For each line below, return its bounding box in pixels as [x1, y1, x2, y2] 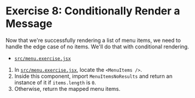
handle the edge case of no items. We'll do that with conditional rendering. [5, 43, 190, 50]
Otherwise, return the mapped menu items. [14, 85, 121, 92]
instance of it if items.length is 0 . [14, 79, 96, 86]
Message [5, 17, 53, 30]
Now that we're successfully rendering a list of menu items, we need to [5, 36, 181, 44]
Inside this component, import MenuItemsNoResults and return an [14, 72, 173, 79]
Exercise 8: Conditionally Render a [5, 4, 181, 18]
